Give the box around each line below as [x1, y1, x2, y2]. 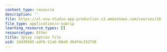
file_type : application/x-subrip [5, 21, 75, 26]
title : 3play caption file [5, 35, 61, 40]
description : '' [5, 12, 39, 17]
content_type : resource [5, 7, 55, 12]
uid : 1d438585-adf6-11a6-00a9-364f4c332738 [5, 40, 97, 45]
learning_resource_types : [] [5, 26, 66, 31]
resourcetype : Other [5, 30, 48, 35]
